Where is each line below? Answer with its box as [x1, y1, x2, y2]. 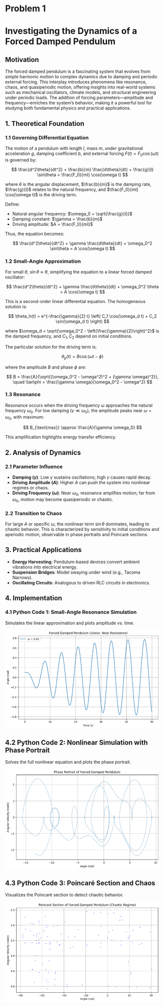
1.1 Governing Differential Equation [5, 134, 89, 141]
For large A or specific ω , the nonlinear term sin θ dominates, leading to [5, 521, 150, 527]
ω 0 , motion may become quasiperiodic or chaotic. [12, 496, 114, 503]
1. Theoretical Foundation [5, 119, 84, 128]
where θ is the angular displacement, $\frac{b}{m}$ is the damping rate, [5, 181, 152, 187]
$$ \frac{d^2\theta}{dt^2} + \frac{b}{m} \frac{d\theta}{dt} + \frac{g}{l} [11, 166, 154, 172]
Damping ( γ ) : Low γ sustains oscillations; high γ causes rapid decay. [12, 474, 151, 480]
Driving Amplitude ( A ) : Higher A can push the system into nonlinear [12, 480, 151, 486]
